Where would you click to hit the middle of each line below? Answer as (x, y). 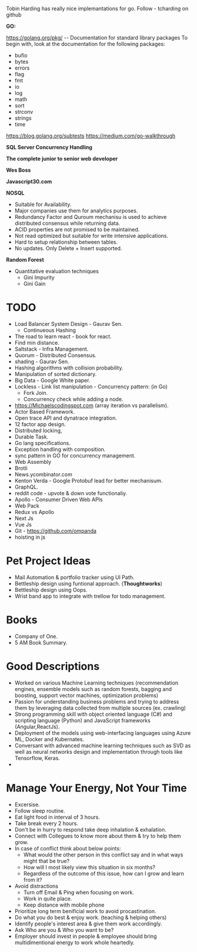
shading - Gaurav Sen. (42, 361)
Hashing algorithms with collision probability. (69, 368)
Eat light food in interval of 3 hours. (57, 817)
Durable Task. (31, 437)
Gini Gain (34, 284)
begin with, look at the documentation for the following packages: (86, 44)
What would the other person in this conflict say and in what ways (103, 855)
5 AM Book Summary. (41, 642)
